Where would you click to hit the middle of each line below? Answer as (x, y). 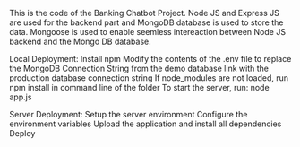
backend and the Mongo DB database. (81, 41)
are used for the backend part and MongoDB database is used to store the (146, 22)
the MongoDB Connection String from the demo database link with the (139, 68)
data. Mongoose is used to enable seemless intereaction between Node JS (148, 32)
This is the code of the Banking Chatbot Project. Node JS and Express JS (145, 13)
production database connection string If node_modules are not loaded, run (149, 78)
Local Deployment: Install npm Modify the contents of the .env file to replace (150, 59)
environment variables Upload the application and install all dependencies (146, 124)
